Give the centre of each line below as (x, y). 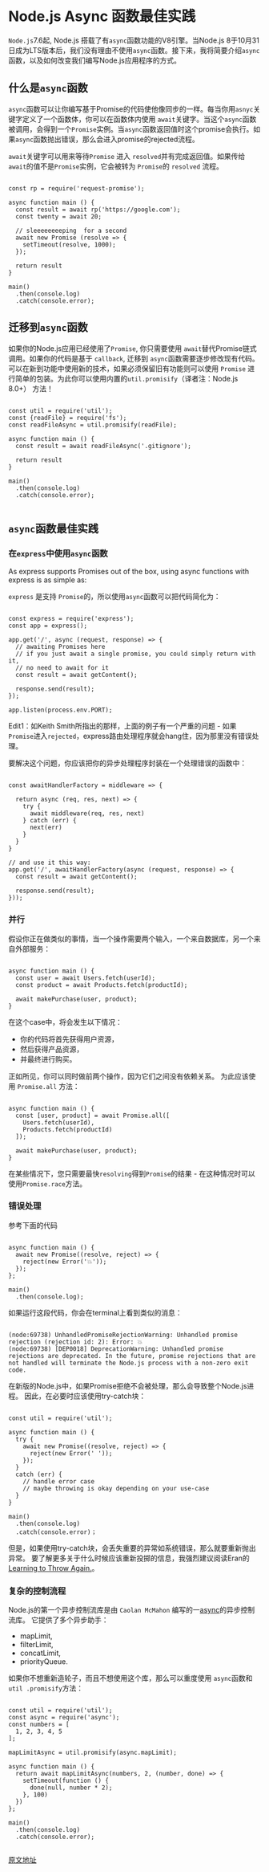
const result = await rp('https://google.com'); (98, 210)
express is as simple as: (48, 580)
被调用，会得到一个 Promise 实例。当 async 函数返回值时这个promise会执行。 (131, 128)
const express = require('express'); (71, 619)
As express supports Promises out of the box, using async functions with (129, 572)
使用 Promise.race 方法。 (47, 1183)
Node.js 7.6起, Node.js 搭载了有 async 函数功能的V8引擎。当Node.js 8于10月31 (134, 40)
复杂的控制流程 (37, 1591)
